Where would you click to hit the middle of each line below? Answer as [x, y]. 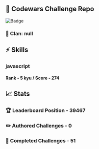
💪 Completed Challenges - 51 [41, 141]
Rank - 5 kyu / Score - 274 [33, 78]
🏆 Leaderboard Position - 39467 [46, 110]
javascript [18, 66]
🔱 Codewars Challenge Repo [50, 9]
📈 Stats [18, 94]
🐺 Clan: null [19, 33]
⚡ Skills [17, 50]
